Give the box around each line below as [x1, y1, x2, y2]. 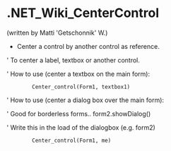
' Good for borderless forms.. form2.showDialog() [6, 109, 151, 118]
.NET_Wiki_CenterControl [6, 5, 160, 21]
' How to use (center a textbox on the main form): [6, 69, 150, 78]
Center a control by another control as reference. [16, 42, 160, 50]
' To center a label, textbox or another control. [6, 55, 141, 65]
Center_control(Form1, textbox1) [32, 83, 131, 90]
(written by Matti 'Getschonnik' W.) [6, 28, 108, 37]
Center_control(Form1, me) [32, 137, 112, 144]
